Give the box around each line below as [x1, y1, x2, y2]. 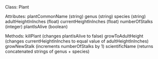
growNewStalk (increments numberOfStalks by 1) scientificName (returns [5, 44, 154, 49]
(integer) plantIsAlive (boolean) [5, 24, 68, 29]
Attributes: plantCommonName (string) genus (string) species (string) [5, 14, 146, 19]
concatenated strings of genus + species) [5, 48, 90, 54]
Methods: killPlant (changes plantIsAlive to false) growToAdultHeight [5, 33, 144, 39]
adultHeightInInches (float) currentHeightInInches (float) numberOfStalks [5, 19, 153, 24]
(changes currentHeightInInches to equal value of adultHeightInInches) [5, 38, 149, 44]
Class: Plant [5, 4, 29, 10]
